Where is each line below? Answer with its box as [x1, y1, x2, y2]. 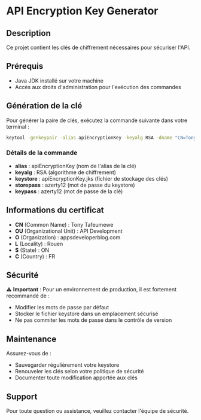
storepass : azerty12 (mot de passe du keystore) [14, 181, 136, 188]
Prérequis [6, 61, 44, 71]
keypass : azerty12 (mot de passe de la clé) [14, 187, 123, 195]
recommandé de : [6, 292, 50, 300]
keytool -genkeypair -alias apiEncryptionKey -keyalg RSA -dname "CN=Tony [6, 135, 197, 141]
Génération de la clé [6, 101, 83, 111]
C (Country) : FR [14, 252, 56, 260]
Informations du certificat [6, 205, 105, 215]
